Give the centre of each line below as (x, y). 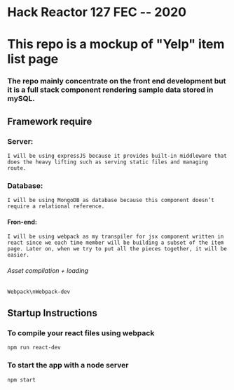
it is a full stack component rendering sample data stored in (110, 90)
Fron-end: (22, 222)
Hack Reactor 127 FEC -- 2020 (97, 12)
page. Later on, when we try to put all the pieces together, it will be (117, 249)
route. (17, 168)
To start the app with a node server (68, 365)
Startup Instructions (53, 313)
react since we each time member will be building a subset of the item (116, 243)
